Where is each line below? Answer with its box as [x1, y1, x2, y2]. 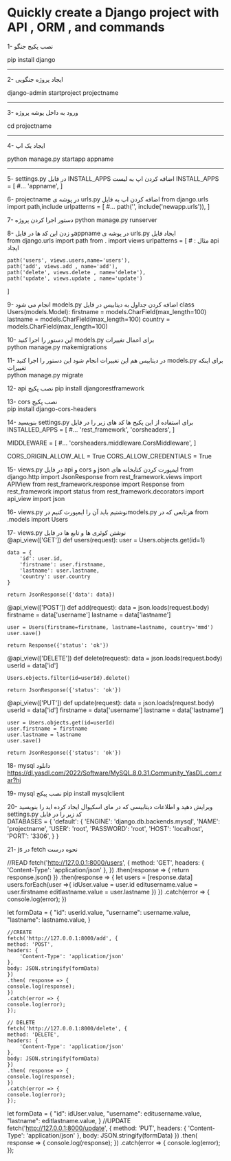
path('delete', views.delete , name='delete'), [7, 269, 146, 276]
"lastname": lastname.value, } [7, 916, 91, 924]
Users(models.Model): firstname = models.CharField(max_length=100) [7, 307, 207, 316]
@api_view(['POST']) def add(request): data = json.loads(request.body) [7, 603, 210, 611]
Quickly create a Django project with [7, 5, 219, 21]
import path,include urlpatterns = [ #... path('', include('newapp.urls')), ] [7, 202, 210, 210]
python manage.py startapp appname [7, 155, 114, 163]
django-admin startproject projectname [7, 88, 119, 97]
